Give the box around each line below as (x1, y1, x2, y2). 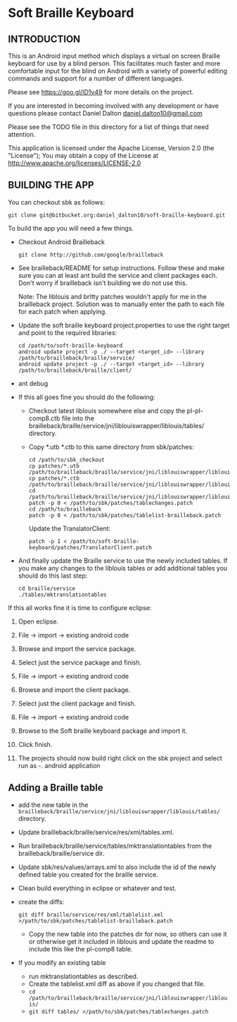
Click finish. (18, 740, 53, 748)
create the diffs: (18, 897, 65, 906)
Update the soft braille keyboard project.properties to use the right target (18, 321, 230, 329)
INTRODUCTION (8, 33, 81, 45)
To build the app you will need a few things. (8, 224, 134, 232)
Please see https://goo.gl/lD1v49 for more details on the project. (8, 88, 194, 96)
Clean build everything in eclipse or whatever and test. (18, 884, 177, 892)
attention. (8, 130, 36, 138)
